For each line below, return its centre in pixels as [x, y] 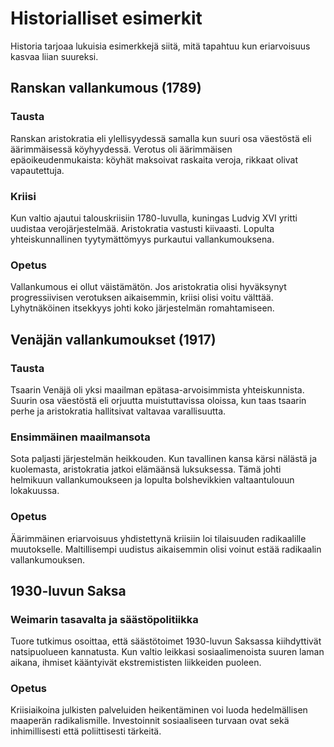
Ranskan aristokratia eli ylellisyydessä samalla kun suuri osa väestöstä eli [161, 138]
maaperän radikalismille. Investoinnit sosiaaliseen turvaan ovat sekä [150, 721]
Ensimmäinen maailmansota [80, 437]
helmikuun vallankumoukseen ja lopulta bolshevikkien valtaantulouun [152, 480]
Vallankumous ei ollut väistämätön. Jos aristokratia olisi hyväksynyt [148, 287]
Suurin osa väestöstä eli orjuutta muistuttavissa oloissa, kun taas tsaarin [158, 400]
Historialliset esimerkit [106, 18]
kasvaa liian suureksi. [54, 56]
